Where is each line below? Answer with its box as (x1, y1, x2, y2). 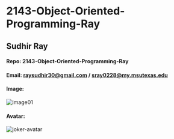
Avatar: (6, 113, 25, 120)
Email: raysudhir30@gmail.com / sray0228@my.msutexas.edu (6, 71, 169, 79)
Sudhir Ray (6, 41, 48, 51)
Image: (6, 85, 24, 93)
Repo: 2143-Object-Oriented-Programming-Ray (6, 58, 129, 65)
